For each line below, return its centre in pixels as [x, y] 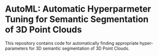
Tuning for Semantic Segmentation [77, 19]
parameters [16, 48]
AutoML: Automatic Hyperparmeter [78, 9]
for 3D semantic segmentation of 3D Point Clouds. [79, 48]
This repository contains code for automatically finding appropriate [72, 43]
